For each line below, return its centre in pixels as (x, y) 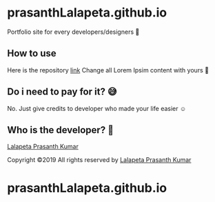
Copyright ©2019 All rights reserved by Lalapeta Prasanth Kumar (99, 160)
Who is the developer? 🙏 (60, 130)
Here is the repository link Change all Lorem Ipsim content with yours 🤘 (108, 70)
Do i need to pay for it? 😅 (62, 92)
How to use (32, 53)
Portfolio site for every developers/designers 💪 (73, 32)
